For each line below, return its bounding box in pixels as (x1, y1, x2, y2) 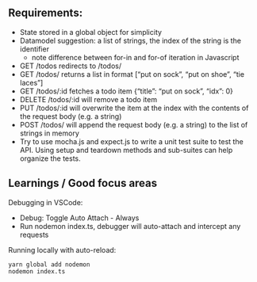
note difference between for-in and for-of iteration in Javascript (31, 52, 240, 62)
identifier (19, 44, 50, 54)
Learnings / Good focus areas (8, 177, 158, 190)
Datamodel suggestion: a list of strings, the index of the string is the (19, 36, 242, 45)
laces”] (19, 78, 44, 87)
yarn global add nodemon (8, 261, 90, 269)
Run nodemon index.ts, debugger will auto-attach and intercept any (19, 221, 241, 231)
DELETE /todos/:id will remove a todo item (19, 94, 157, 104)
